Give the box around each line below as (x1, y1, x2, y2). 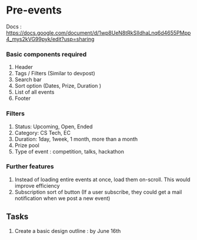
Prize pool (14, 142, 39, 149)
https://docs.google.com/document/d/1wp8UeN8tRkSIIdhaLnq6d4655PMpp (6, 29, 191, 36)
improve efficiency (14, 182, 60, 189)
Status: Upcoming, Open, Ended (14, 123, 93, 130)
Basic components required (6, 50, 87, 58)
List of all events (14, 89, 55, 96)
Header (14, 64, 34, 71)
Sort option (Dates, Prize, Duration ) (14, 82, 102, 89)
